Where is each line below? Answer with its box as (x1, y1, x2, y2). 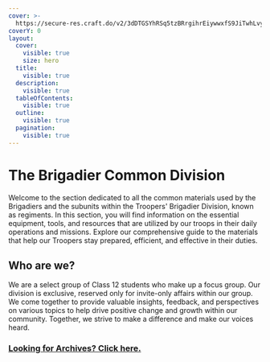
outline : (15, 109, 45, 117)
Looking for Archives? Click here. (8, 343, 141, 354)
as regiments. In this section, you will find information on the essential (8, 210, 239, 220)
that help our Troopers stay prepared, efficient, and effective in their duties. (8, 235, 258, 245)
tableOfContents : (15, 94, 74, 102)
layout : (8, 34, 35, 43)
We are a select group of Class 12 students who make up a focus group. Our (8, 280, 261, 290)
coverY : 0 (8, 27, 42, 35)
